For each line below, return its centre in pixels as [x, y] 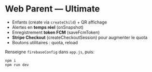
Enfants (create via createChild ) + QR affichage [59, 22]
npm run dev [17, 65]
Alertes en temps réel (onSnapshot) [48, 27]
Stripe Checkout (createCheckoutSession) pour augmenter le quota [80, 37]
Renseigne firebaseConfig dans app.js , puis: [50, 52]
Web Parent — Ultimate [52, 9]
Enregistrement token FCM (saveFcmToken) [56, 32]
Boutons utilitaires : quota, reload [45, 42]
